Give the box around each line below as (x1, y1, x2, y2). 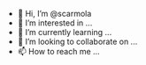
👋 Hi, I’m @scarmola (17, 9, 92, 18)
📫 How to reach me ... (17, 47, 100, 56)
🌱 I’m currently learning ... (17, 27, 112, 37)
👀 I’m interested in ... (17, 18, 93, 28)
